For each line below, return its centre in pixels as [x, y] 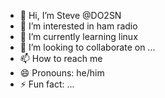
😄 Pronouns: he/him [62, 73]
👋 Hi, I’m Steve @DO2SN [70, 15]
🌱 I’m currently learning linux [78, 36]
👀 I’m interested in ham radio [78, 26]
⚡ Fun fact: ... [47, 84]
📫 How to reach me [61, 58]
